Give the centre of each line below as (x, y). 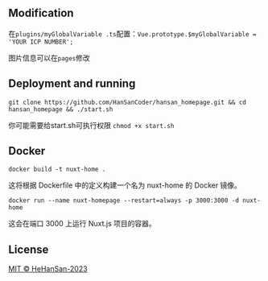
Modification (41, 13)
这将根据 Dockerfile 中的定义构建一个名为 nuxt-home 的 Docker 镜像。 (125, 185)
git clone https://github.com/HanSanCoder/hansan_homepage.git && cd (128, 102)
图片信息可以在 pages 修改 (49, 58)
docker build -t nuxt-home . (57, 169)
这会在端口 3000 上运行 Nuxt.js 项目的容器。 (82, 224)
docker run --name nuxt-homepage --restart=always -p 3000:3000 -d (124, 200)
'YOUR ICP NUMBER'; (41, 42)
